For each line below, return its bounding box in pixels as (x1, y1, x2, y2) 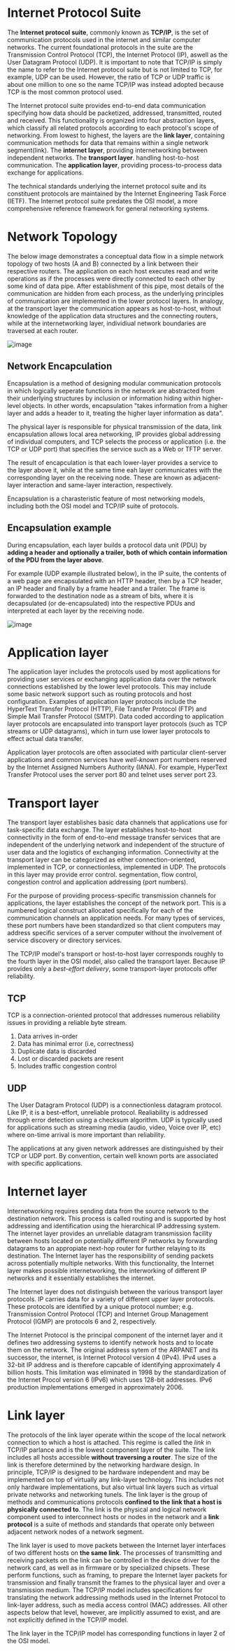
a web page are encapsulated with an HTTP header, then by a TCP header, (7, 576, 223, 585)
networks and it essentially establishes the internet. (7, 1274, 156, 1282)
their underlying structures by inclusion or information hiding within (7, 394, 201, 402)
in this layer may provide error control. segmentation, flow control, (7, 871, 198, 879)
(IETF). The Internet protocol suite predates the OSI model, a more (7, 196, 198, 205)
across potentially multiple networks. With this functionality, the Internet (7, 1258, 215, 1267)
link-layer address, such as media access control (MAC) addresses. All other (7, 1601, 228, 1609)
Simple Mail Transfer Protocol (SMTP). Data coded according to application (7, 712, 225, 721)
